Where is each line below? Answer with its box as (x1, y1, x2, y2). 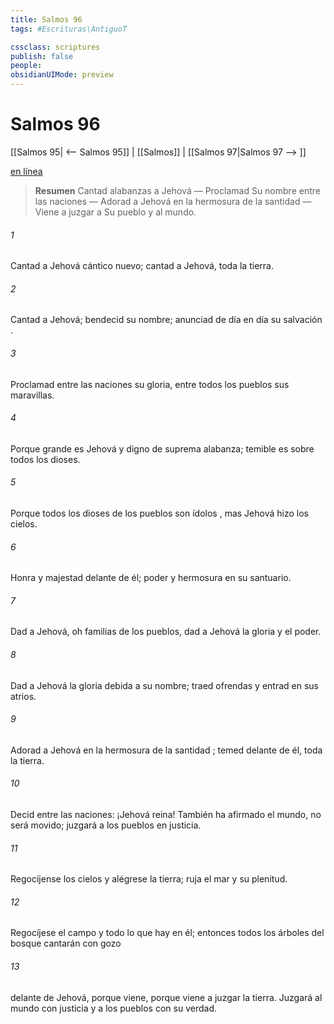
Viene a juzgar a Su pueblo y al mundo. (34, 206, 197, 218)
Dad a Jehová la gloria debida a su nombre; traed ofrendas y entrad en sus (10, 679, 320, 691)
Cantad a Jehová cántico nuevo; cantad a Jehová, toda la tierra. (10, 260, 274, 272)
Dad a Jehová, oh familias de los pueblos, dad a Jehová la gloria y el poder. (10, 626, 322, 638)
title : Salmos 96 (10, 14, 83, 25)
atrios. (10, 690, 37, 702)
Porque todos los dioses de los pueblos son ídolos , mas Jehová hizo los (10, 507, 309, 519)
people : (10, 61, 43, 71)
